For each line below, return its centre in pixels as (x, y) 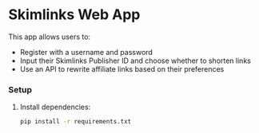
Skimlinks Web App (74, 15)
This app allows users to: (49, 37)
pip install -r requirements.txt (76, 122)
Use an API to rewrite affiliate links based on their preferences (122, 68)
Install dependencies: (55, 107)
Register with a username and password (86, 52)
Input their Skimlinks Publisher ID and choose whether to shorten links (135, 61)
